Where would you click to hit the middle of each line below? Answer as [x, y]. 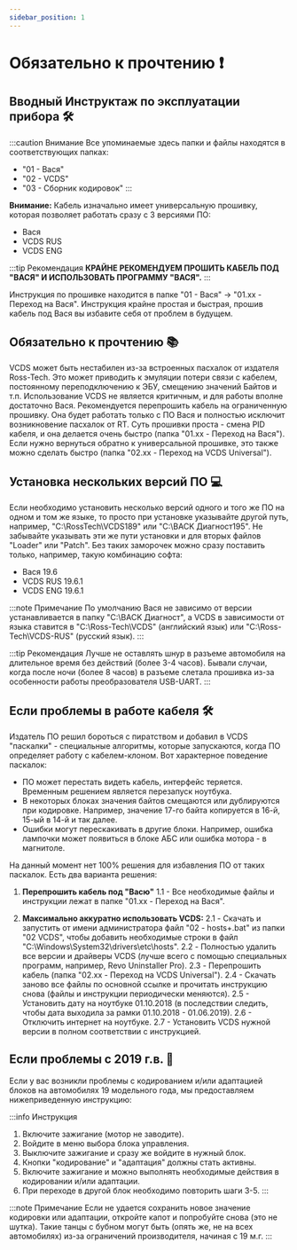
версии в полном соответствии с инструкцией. [111, 1032]
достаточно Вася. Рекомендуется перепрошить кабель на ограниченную [148, 405]
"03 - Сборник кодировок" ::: [77, 188]
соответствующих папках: [59, 152]
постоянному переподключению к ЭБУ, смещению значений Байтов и [143, 387]
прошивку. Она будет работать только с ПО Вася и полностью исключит [147, 415]
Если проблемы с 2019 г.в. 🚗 [92, 1060]
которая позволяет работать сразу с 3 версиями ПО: [110, 215]
